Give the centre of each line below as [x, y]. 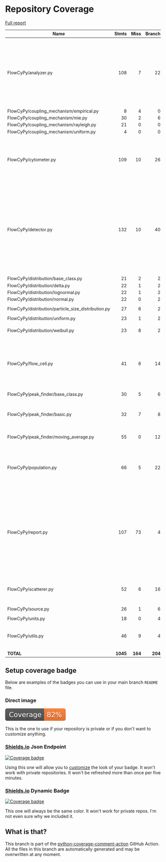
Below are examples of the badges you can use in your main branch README [82, 682]
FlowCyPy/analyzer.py [30, 72]
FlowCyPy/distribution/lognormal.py [44, 292]
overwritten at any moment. [33, 854]
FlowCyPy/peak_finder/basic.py [39, 414]
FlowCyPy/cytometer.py [32, 159]
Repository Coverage [50, 9]
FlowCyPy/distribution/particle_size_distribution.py [59, 308]
